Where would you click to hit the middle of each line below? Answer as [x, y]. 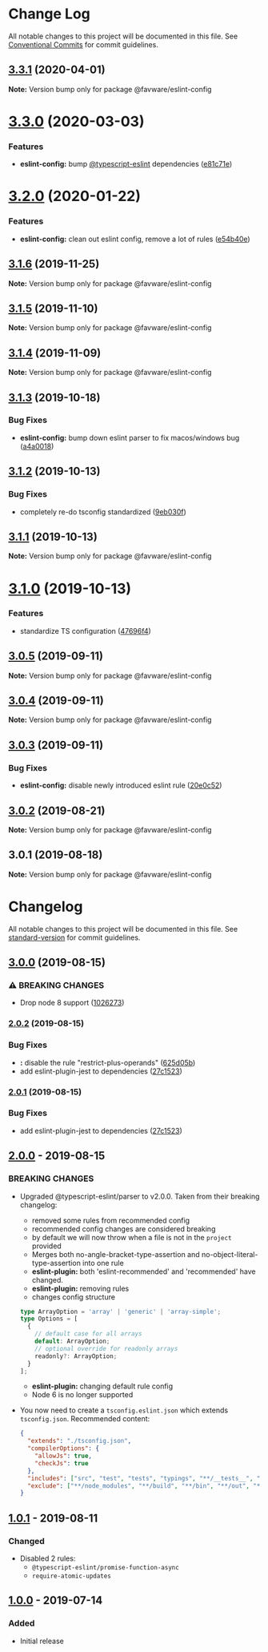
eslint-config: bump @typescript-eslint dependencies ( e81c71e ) [126, 164]
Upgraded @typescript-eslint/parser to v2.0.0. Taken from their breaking [140, 1196]
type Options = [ [49, 1319]
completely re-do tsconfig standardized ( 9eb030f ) [103, 512]
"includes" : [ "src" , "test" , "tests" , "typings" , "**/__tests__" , [140, 1478]
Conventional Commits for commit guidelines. [83, 44]
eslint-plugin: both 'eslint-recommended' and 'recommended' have [144, 1271]
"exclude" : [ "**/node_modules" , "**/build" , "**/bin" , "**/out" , [139, 1486]
